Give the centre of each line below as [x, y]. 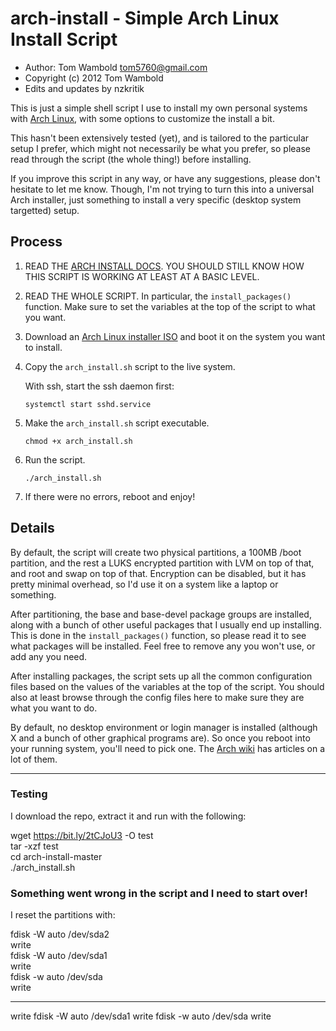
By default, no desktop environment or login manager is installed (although [164, 727]
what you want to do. [54, 708]
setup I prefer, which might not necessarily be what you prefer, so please [161, 148]
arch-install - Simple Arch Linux [145, 18]
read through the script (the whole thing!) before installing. [131, 159]
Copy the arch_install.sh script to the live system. [130, 366]
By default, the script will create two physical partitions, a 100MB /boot [156, 552]
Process [36, 242]
